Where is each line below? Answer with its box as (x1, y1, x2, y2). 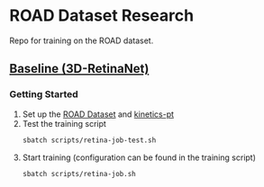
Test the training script (22, 118, 106, 129)
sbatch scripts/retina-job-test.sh (22, 136, 157, 145)
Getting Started (9, 88, 78, 101)
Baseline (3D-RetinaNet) (9, 61, 150, 76)
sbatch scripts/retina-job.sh (22, 169, 137, 178)
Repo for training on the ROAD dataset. (9, 35, 154, 46)
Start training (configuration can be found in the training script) (22, 152, 257, 163)
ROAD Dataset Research (9, 5, 195, 26)
